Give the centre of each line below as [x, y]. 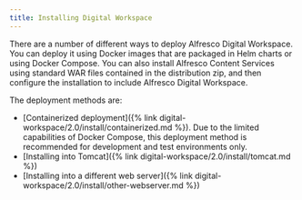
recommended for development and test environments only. [135, 146]
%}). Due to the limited [216, 127]
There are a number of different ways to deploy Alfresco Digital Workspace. [151, 44]
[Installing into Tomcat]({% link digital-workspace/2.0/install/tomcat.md [156, 156]
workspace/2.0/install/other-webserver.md [103, 185]
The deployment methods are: [66, 100]
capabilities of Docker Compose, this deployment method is [135, 136]
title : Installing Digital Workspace [81, 18]
